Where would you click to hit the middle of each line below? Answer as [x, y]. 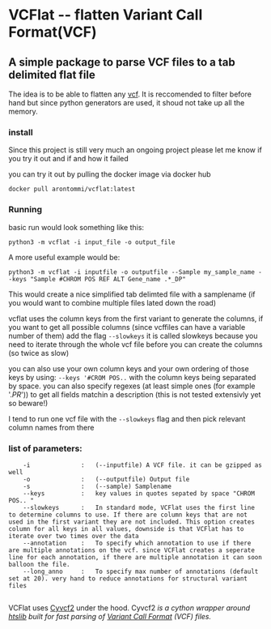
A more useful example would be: [64, 257]
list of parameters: [45, 448]
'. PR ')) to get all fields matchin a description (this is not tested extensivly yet [135, 394]
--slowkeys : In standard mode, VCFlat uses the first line [139, 507]
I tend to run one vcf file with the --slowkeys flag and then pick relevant [127, 418]
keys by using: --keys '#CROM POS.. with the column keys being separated [132, 377]
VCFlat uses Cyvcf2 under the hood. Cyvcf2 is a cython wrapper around [129, 608]
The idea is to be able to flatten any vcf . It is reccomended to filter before [130, 94]
